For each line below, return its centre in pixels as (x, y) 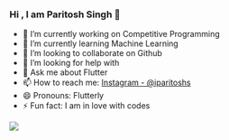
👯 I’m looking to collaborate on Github (92, 53)
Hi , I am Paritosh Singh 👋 (65, 14)
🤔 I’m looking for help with (71, 63)
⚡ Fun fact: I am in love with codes (86, 106)
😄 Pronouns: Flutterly (63, 96)
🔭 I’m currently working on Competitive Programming (121, 34)
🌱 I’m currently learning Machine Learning (100, 43)
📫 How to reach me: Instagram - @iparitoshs (106, 83)
